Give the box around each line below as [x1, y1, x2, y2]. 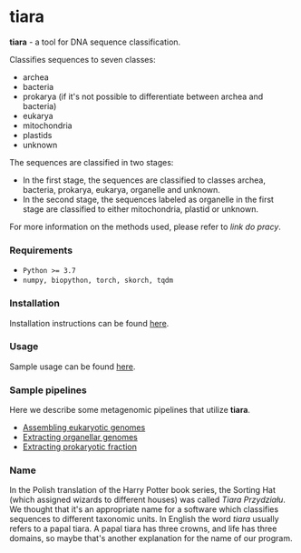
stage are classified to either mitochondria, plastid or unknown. [22, 203, 258, 215]
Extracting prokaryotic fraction [22, 441, 138, 452]
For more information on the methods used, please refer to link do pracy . [9, 221, 281, 232]
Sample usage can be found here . [9, 361, 136, 372]
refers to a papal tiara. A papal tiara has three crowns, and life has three [9, 523, 277, 534]
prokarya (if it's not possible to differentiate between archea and [22, 91, 264, 102]
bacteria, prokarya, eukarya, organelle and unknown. [22, 184, 220, 195]
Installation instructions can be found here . [9, 317, 170, 328]
